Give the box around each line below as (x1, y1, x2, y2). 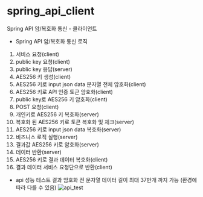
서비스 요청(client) (15, 50, 60, 58)
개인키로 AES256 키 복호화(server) (15, 110, 99, 118)
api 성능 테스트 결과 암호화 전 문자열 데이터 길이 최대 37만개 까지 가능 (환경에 (15, 176, 197, 183)
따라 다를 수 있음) (15, 184, 57, 191)
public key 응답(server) (15, 65, 73, 73)
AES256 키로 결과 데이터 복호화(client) (15, 155, 108, 163)
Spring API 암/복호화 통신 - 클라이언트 (7, 25, 97, 32)
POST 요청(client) (15, 103, 59, 110)
